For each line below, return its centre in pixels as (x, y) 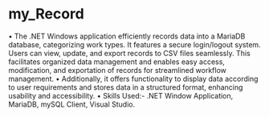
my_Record (46, 14)
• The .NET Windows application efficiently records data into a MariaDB (127, 36)
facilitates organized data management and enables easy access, (116, 62)
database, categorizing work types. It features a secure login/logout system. (134, 44)
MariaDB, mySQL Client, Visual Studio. (71, 104)
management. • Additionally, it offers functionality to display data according (133, 79)
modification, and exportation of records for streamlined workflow (117, 70)
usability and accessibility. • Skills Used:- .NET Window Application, (121, 95)
